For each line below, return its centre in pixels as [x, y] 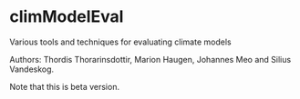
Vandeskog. [32, 69]
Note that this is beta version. [65, 86]
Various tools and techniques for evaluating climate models [120, 42]
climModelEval [67, 17]
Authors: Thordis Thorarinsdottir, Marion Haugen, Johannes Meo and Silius [150, 59]
